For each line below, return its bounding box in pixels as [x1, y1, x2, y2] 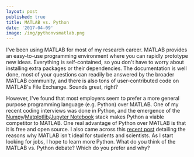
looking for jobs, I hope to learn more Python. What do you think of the [6, 138, 176, 145]
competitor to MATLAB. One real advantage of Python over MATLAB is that [6, 120, 186, 127]
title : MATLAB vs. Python [6, 19, 69, 25]
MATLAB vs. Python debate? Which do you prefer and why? [6, 144, 150, 152]
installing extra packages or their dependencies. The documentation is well [6, 65, 187, 72]
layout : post [6, 8, 38, 15]
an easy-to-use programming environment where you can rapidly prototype [6, 53, 188, 60]
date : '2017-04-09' [6, 25, 54, 31]
